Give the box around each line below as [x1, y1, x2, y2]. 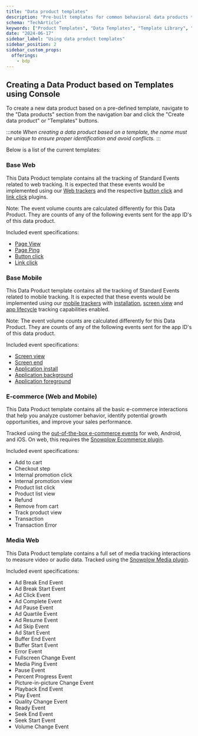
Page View [14, 240, 41, 247]
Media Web [6, 536, 39, 544]
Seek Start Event [14, 717, 56, 724]
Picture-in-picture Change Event [14, 679, 94, 686]
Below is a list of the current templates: [6, 146, 101, 153]
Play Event [14, 691, 41, 699]
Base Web [6, 161, 36, 169]
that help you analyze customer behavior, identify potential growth [6, 412, 167, 419]
